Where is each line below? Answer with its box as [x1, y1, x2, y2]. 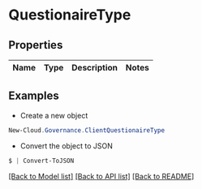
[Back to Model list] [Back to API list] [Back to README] [8, 171, 195, 181]
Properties [8, 38, 63, 52]
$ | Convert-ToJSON [8, 157, 75, 165]
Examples [8, 89, 59, 103]
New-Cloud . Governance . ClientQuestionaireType [8, 126, 165, 135]
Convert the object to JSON [19, 140, 114, 151]
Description [71, 62, 118, 73]
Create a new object [19, 110, 88, 120]
